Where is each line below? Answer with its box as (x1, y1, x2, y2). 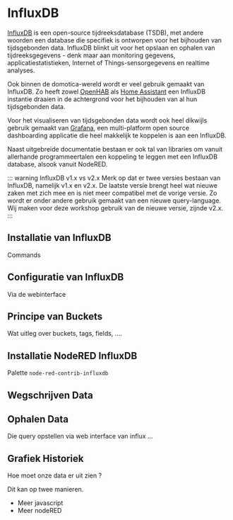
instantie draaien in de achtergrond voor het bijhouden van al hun (7, 94, 198, 103)
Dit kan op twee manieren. (7, 485, 84, 494)
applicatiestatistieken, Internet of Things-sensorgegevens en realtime (7, 58, 210, 67)
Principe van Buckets (7, 310, 103, 322)
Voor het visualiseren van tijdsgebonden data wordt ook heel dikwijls (7, 115, 208, 125)
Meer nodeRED (17, 507, 62, 515)
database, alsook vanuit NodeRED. (7, 159, 108, 168)
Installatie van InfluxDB (7, 232, 112, 244)
